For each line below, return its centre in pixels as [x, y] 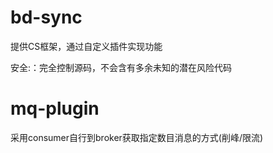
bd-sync [46, 17]
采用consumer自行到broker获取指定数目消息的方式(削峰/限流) [137, 137]
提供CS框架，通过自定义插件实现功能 [86, 46]
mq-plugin [55, 108]
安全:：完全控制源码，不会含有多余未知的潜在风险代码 [121, 67]
